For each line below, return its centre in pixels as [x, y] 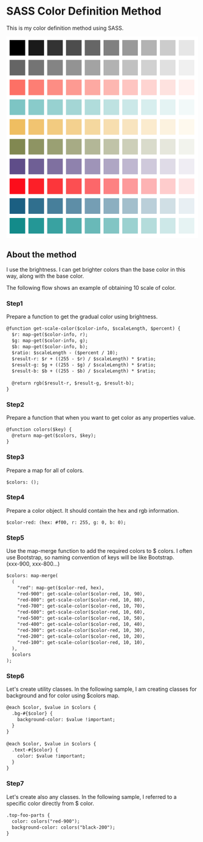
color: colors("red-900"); [46, 821]
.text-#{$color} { [35, 750]
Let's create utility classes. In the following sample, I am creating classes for [102, 689]
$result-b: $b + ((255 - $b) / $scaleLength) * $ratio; [84, 371]
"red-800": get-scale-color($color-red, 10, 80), [81, 600]
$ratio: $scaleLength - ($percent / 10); [65, 353]
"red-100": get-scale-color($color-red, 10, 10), [81, 643]
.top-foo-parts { [28, 815]
